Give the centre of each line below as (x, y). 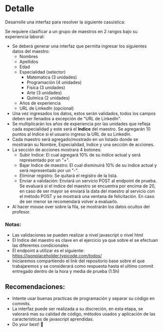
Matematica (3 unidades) (52, 77)
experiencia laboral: (25, 37)
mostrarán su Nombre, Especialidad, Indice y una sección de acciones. (83, 144)
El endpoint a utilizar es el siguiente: (48, 251)
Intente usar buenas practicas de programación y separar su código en (83, 298)
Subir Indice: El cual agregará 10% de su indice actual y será (80, 155)
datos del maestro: (31, 51)
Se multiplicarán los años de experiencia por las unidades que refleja (81, 124)
